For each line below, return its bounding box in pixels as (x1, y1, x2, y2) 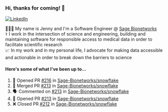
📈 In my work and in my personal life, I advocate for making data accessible (5, 47, 163, 53)
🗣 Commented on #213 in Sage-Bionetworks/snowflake (12, 88, 129, 94)
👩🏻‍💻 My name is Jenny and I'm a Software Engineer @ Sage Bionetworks (5, 26, 157, 32)
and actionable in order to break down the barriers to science (5, 55, 132, 61)
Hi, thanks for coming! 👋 (5, 5, 65, 12)
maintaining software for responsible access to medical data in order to (5, 36, 152, 42)
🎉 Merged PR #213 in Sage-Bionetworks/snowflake (12, 82, 118, 88)
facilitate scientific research (5, 42, 63, 48)
